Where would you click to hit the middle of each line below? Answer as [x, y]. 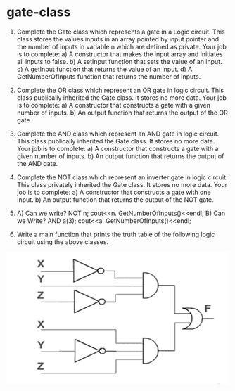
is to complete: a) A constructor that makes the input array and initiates [120, 54]
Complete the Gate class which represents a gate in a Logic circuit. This [121, 32]
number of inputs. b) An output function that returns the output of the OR [122, 113]
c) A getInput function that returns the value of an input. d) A [104, 69]
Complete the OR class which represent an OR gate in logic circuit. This [120, 90]
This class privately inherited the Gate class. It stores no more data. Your [122, 184]
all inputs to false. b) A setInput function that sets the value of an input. [119, 61]
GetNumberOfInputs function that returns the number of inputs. [109, 76]
